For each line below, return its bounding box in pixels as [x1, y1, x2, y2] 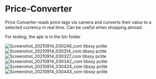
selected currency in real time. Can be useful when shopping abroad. [5, 24, 143, 30]
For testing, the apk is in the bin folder [5, 34, 81, 39]
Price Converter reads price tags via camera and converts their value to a [5, 19, 152, 25]
